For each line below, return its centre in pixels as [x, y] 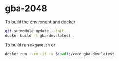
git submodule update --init [35, 31]
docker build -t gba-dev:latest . [40, 35]
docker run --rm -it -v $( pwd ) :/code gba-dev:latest [60, 54]
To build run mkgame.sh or [30, 45]
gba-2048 [26, 9]
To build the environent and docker [40, 22]
